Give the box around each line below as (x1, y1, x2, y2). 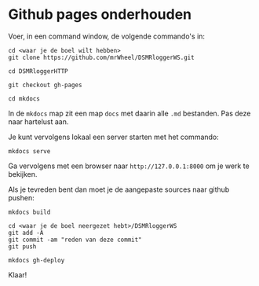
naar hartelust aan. (8, 116, 69, 126)
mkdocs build (8, 208, 51, 216)
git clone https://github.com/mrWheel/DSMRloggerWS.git (8, 53, 195, 61)
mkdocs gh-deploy (8, 256, 65, 264)
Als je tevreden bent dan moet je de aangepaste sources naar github (8, 185, 230, 194)
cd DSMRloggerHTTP (8, 67, 68, 75)
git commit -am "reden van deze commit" (8, 236, 143, 244)
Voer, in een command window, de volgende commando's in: (8, 31, 206, 41)
